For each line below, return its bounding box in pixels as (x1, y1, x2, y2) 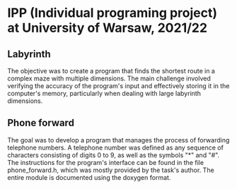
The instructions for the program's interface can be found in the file (7, 158, 204, 166)
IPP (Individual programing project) (7, 5, 218, 21)
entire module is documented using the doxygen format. (7, 173, 171, 181)
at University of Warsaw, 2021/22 (7, 20, 207, 36)
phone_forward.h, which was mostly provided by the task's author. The (7, 166, 214, 174)
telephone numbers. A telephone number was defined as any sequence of (7, 143, 224, 152)
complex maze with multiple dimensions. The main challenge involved (7, 74, 211, 83)
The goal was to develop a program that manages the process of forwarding (7, 135, 230, 144)
